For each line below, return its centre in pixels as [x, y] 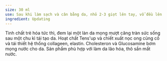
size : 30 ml [17, 10]
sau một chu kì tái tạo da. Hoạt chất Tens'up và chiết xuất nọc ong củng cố [82, 38]
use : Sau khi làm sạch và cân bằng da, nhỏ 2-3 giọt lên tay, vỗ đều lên [84, 14]
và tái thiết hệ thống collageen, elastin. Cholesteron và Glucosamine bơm [80, 44]
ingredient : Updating [28, 19]
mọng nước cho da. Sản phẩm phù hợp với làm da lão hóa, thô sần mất [78, 49]
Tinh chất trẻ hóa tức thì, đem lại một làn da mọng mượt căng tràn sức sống [83, 33]
